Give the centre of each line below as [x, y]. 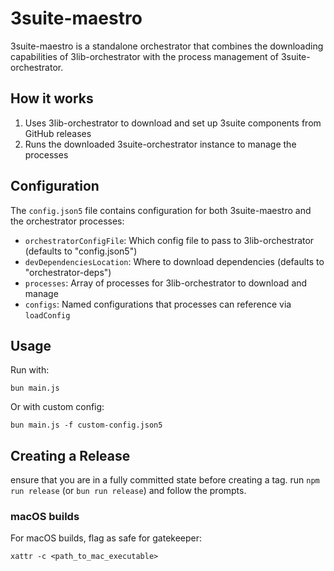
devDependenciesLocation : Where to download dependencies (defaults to [174, 261]
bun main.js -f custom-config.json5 [86, 425]
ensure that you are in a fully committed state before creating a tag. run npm [165, 480]
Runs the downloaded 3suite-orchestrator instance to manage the [160, 144]
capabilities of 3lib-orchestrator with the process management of [145, 56]
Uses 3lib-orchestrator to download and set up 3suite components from [173, 123]
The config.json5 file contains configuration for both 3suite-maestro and [161, 210]
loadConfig [47, 315]
